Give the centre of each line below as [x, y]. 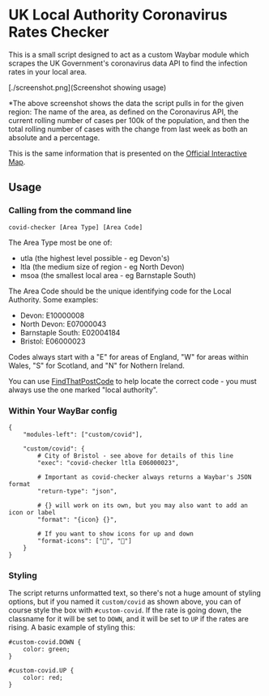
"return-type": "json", [77, 491]
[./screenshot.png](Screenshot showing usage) [88, 88]
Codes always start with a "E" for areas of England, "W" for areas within [128, 357]
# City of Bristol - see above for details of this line [135, 455]
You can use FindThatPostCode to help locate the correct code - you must [132, 381]
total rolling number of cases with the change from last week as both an [128, 129]
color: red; [43, 678]
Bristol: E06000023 [53, 341]
